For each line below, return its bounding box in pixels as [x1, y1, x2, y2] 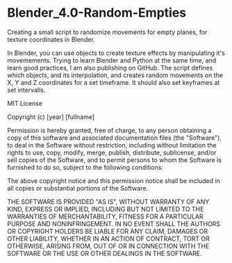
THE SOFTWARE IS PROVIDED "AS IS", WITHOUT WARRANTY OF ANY [7, 197, 210, 206]
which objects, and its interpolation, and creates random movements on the [7, 71, 224, 79]
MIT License [7, 99, 43, 107]
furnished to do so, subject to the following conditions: [7, 163, 163, 171]
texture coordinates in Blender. [7, 35, 95, 43]
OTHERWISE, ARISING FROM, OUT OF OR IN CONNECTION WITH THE [7, 241, 210, 250]
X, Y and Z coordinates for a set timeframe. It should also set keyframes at [7, 78, 220, 86]
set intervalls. [7, 86, 46, 94]
